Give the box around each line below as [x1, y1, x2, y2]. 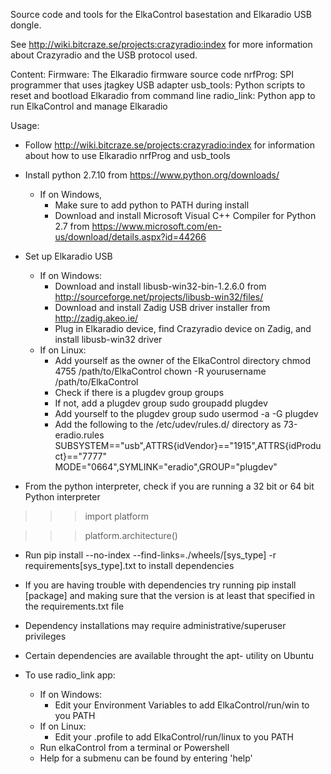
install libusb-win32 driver [54, 334, 163, 345]
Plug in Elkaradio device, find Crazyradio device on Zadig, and [54, 323, 312, 334]
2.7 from [54, 220, 90, 232]
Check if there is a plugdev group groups [54, 387, 225, 398]
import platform [84, 510, 149, 522]
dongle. [10, 19, 42, 31]
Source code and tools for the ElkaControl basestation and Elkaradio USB [10, 9, 312, 20]
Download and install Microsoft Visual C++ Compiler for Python [54, 210, 317, 221]
